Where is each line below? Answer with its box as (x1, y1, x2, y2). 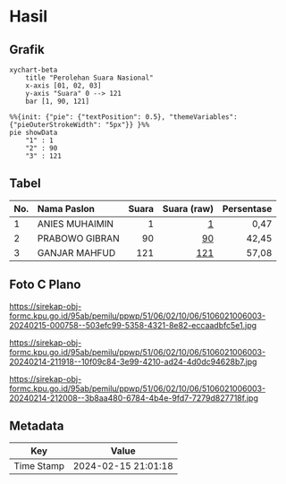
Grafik (9, 42, 45, 57)
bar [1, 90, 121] (25, 97, 90, 106)
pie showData (9, 128, 58, 137)
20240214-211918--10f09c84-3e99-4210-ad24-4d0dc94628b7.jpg (9, 356, 257, 367)
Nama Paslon (37, 202, 96, 215)
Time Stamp (13, 460, 65, 472)
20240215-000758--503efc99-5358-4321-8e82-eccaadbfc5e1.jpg (9, 319, 257, 330)
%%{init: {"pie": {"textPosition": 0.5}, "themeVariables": (9, 113, 239, 122)
